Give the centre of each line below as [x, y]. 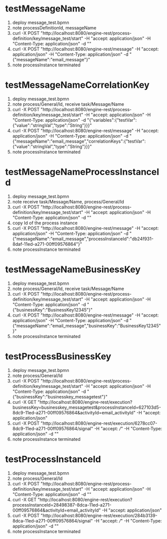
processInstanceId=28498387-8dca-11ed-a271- [62, 505]
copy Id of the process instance [45, 223]
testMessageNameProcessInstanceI [82, 172]
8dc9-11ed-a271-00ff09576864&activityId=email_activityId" [74, 412]
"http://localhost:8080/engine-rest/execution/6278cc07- [99, 423]
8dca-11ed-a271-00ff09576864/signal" [53, 521]
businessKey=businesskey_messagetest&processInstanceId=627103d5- [86, 407]
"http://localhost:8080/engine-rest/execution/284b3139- [99, 515]
